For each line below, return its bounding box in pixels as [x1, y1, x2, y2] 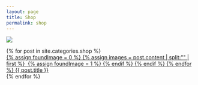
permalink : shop [6, 20, 47, 26]
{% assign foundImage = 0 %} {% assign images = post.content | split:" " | [6, 54, 189, 61]
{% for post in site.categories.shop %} [6, 47, 101, 54]
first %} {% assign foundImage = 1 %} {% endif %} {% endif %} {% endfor [6, 60, 192, 68]
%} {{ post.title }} [6, 66, 49, 74]
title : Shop [6, 14, 36, 20]
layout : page [6, 8, 39, 15]
